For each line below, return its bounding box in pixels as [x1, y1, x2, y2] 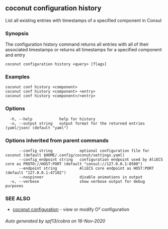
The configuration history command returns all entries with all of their [5, 41, 149, 47]
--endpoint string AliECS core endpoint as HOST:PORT [18, 166, 154, 171]
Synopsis [5, 30, 29, 37]
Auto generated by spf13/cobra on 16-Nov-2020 [5, 218, 106, 224]
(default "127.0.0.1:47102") [5, 170, 66, 175]
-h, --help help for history [10, 117, 96, 122]
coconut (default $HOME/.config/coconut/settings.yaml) [5, 153, 125, 158]
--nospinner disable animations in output [18, 175, 143, 180]
